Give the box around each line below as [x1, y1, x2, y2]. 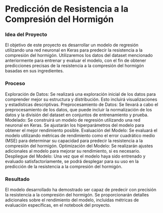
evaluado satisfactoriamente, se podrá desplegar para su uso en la [5, 158, 139, 164]
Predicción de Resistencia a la [5, 3, 128, 15]
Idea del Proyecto [5, 31, 47, 38]
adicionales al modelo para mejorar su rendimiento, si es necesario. [5, 148, 141, 154]
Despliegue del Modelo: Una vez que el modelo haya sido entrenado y [5, 153, 146, 159]
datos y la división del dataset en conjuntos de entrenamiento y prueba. [5, 112, 148, 118]
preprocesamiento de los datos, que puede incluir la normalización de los [5, 106, 152, 112]
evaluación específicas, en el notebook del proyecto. [5, 202, 111, 208]
